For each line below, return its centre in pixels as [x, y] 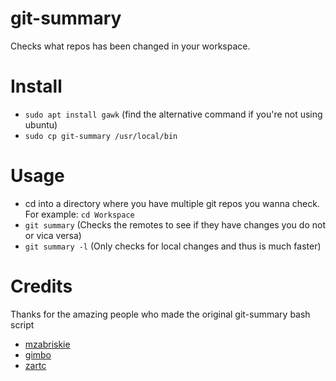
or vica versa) [53, 235]
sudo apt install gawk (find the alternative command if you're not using [173, 114]
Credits [41, 286]
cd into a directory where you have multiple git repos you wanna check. [172, 203]
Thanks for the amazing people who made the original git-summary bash [160, 314]
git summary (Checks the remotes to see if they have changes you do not [175, 224]
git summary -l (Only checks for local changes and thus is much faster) [173, 246]
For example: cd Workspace [79, 214]
